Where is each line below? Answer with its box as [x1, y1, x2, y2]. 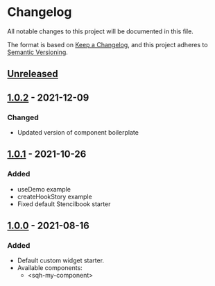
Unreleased [7, 68, 59, 80]
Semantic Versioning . [7, 48, 68, 56]
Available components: [17, 264, 83, 272]
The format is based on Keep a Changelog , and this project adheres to [7, 40, 208, 49]
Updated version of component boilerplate [17, 128, 139, 137]
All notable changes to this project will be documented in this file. [7, 27, 194, 35]
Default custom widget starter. [17, 256, 105, 264]
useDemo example [17, 185, 71, 193]
